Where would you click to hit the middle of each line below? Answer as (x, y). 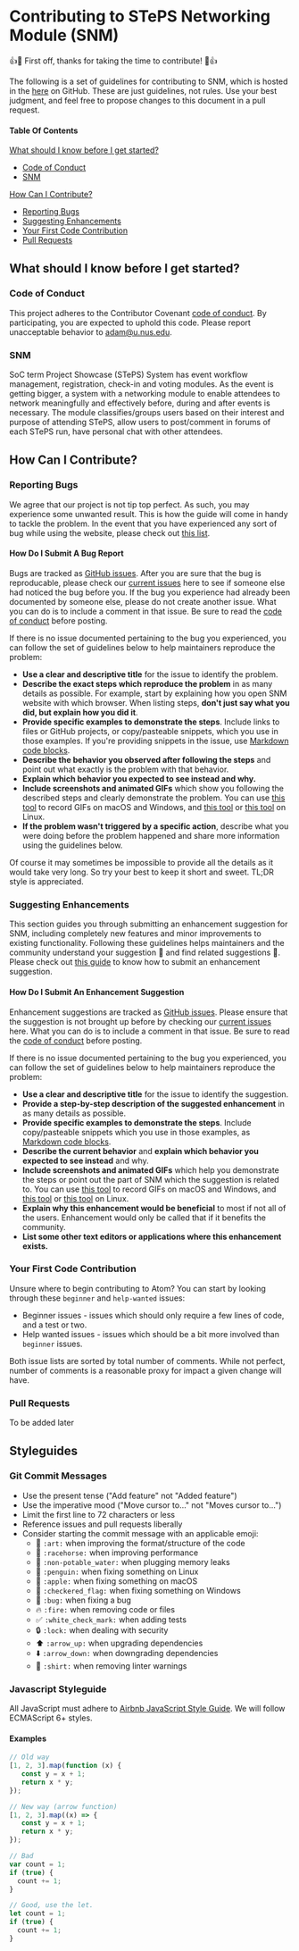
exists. (35, 1246)
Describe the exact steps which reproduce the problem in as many (147, 684)
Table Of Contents (44, 130)
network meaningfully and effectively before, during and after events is (140, 403)
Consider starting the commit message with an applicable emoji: (140, 1533)
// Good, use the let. (51, 1905)
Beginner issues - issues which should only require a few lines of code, (153, 1315)
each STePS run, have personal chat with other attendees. (116, 431)
